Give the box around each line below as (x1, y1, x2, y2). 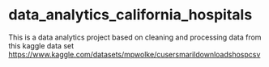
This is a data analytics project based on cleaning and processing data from (8, 32, 262, 42)
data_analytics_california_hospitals (8, 6, 253, 24)
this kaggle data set (8, 40, 75, 50)
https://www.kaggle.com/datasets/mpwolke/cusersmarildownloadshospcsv (8, 49, 261, 59)
